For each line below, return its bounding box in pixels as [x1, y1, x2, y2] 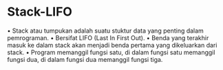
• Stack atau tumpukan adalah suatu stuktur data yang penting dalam [7, 27, 204, 35]
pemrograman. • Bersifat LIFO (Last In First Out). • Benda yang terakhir [7, 33, 209, 41]
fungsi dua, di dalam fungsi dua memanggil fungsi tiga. [7, 55, 163, 63]
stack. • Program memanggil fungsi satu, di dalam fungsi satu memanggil [7, 48, 215, 56]
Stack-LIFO [7, 4, 72, 20]
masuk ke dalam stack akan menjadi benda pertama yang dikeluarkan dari [7, 41, 217, 49]
